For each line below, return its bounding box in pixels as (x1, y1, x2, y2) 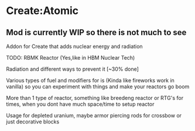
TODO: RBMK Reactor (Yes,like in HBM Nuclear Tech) (6, 54, 135, 61)
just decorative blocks (6, 118, 60, 125)
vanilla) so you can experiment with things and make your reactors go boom (6, 83, 190, 90)
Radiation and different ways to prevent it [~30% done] (6, 65, 139, 73)
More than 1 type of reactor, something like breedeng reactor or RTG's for (6, 95, 183, 101)
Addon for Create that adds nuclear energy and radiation (6, 43, 143, 50)
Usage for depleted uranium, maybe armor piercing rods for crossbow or (6, 112, 182, 119)
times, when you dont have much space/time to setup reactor (6, 101, 155, 108)
